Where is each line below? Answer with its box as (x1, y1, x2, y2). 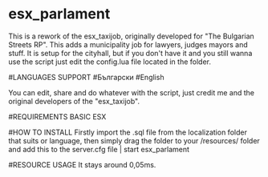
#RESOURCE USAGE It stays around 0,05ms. (8, 159, 156, 169)
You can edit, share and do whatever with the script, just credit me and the (8, 87, 255, 97)
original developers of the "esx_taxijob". (8, 96, 140, 106)
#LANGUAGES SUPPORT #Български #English (8, 72, 164, 82)
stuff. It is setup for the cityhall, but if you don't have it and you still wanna (8, 48, 253, 58)
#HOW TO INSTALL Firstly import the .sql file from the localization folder (8, 127, 247, 137)
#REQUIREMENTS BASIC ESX (8, 111, 107, 121)
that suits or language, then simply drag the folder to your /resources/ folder (8, 135, 261, 145)
